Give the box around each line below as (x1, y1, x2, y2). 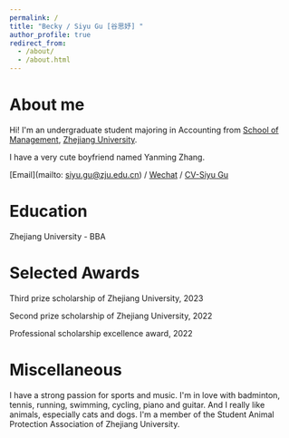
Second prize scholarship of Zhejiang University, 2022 (9, 310, 213, 321)
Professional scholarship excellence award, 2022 (9, 327, 193, 338)
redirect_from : (9, 38, 67, 48)
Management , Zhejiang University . (9, 133, 138, 145)
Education (9, 201, 88, 222)
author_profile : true (9, 30, 92, 39)
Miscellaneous (9, 360, 122, 380)
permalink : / (9, 13, 59, 23)
